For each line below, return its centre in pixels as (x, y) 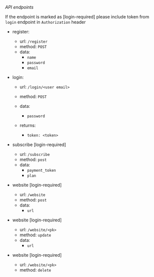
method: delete (35, 270)
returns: (28, 125)
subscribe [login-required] (39, 144)
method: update (35, 235)
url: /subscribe (35, 154)
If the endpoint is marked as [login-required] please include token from (77, 17)
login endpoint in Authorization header (45, 22)
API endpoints (19, 7)
